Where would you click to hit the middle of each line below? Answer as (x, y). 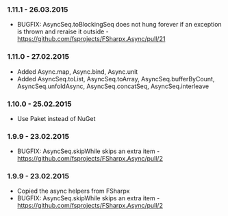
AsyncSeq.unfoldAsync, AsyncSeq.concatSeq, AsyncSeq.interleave (113, 86)
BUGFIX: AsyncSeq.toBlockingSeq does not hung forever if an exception (119, 25)
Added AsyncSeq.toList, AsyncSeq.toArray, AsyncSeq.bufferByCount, (116, 79)
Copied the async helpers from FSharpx (73, 191)
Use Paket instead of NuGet (56, 118)
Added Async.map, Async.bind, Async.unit (77, 71)
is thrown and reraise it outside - (63, 31)
